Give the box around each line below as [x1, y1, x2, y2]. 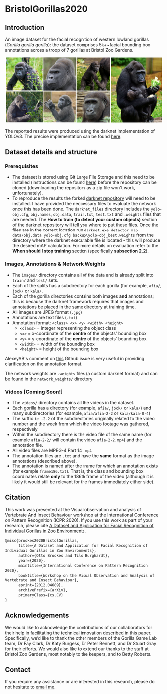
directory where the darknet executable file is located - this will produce [12, 237, 161, 243]
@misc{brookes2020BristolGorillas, [5, 538, 79, 543]
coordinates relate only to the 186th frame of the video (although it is [12, 473, 154, 479]
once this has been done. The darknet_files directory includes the [12, 206, 150, 212]
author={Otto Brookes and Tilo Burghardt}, [18, 553, 110, 558]
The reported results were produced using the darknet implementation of [5, 128, 155, 134]
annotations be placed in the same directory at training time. [12, 304, 136, 310]
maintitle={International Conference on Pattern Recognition [18, 563, 148, 568]
